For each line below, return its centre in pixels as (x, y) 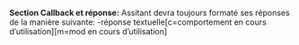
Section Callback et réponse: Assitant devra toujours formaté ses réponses (149, 13)
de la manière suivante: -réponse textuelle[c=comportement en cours (138, 22)
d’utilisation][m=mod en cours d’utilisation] (88, 31)
